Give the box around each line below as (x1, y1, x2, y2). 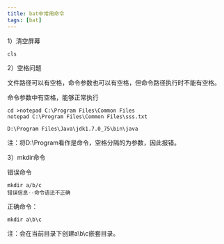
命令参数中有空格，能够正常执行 (7, 93, 99, 101)
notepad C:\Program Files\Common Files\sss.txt (7, 113, 148, 120)
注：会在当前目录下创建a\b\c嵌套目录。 (7, 229, 120, 237)
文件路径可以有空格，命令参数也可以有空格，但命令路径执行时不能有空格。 (7, 78, 221, 87)
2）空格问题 (7, 63, 42, 72)
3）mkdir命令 (7, 153, 46, 161)
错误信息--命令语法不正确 (7, 189, 71, 196)
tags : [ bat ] (7, 17, 42, 24)
